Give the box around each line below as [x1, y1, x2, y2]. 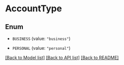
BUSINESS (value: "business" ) [12, 35, 71, 41]
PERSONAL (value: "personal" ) [12, 45, 71, 51]
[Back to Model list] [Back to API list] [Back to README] [5, 55, 119, 61]
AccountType [5, 3, 62, 14]
